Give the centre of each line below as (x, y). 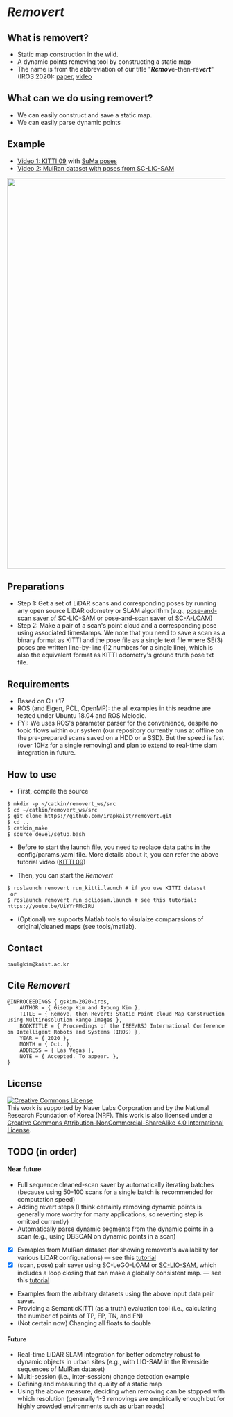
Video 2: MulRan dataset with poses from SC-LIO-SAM (96, 168)
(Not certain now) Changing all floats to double (84, 1323)
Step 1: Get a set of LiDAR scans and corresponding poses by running (116, 603)
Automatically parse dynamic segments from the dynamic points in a (115, 1229)
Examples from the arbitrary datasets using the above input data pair (115, 1294)
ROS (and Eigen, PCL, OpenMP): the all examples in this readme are (114, 708)
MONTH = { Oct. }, (46, 1044)
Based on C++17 (41, 701)
